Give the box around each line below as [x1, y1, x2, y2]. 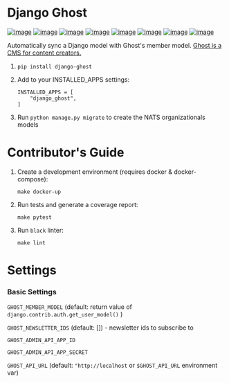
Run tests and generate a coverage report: [17, 200, 138, 208]
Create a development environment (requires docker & [17, 168, 173, 176]
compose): [17, 175, 48, 183]
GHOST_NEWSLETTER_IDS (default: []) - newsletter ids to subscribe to [7, 323, 194, 332]
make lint [17, 239, 46, 247]
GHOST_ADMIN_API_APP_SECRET [7, 349, 89, 356]
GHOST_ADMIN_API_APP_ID [7, 337, 76, 344]
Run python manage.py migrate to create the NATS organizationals [17, 113, 205, 121]
